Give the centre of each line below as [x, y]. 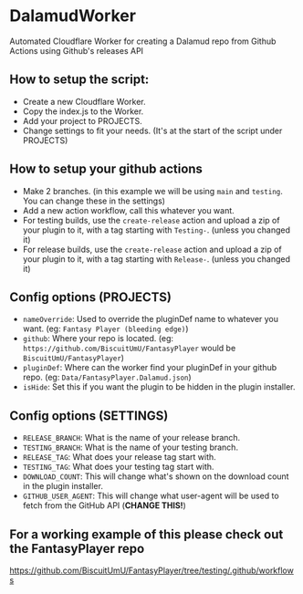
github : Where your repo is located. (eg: [98, 339]
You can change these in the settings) [94, 201]
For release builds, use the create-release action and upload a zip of [152, 249]
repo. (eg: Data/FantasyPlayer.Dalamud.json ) [107, 377]
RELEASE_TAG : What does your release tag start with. [119, 457]
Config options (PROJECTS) [90, 297]
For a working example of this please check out [146, 534]
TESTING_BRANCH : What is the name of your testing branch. [131, 447]
